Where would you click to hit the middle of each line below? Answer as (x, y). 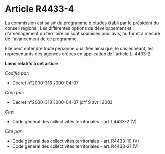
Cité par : (14, 131)
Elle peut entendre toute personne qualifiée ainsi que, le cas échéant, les (79, 48)
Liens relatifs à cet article (32, 63)
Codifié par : (17, 73)
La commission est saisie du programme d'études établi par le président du (82, 23)
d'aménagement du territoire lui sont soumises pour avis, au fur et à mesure (82, 33)
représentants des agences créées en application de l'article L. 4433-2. (79, 54)
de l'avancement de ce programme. (42, 39)
